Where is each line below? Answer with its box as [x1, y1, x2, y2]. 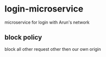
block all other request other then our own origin [4, 46, 101, 52]
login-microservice [4, 3, 83, 14]
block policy [4, 33, 42, 42]
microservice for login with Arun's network [4, 19, 90, 25]
